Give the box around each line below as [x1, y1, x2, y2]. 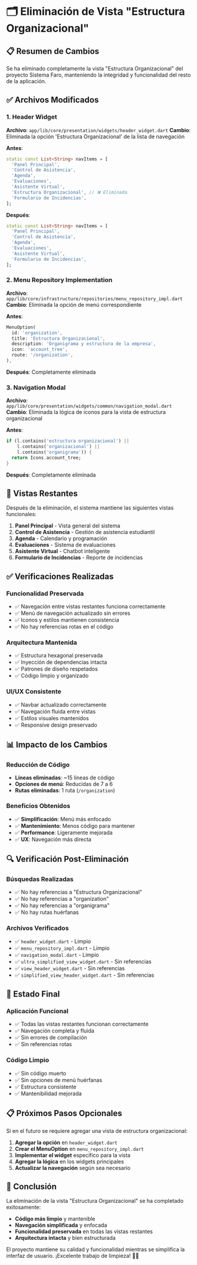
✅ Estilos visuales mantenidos [14, 714, 90, 721]
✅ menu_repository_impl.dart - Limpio [14, 944, 110, 952]
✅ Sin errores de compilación [14, 1034, 88, 1041]
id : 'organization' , [11, 330, 63, 336]
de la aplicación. [6, 78, 47, 84]
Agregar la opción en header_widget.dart [14, 1139, 118, 1146]
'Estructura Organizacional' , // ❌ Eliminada [11, 189, 128, 195]
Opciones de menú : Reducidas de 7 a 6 [14, 781, 113, 788]
